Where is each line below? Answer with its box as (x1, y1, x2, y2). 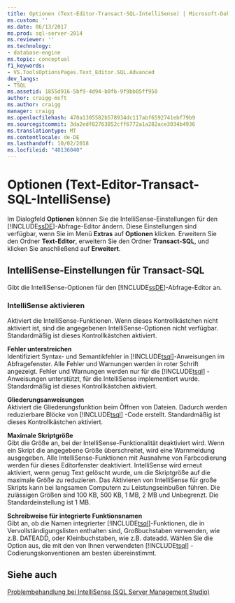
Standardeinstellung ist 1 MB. (7, 498, 91, 507)
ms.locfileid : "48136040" (7, 147, 83, 154)
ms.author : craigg (7, 101, 61, 108)
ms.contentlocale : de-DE (7, 133, 80, 140)
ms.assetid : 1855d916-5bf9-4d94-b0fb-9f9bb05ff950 (7, 88, 158, 95)
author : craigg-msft (7, 95, 68, 102)
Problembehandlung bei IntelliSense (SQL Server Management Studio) (7, 588, 210, 596)
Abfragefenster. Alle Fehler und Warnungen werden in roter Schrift (7, 360, 199, 368)
